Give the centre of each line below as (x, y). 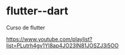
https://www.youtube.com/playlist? (49, 39)
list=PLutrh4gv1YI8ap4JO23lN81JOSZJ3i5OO (62, 45)
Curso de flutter (26, 27)
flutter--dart (37, 11)
